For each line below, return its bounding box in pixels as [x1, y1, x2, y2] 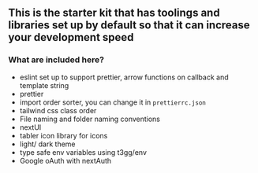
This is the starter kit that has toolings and [8, 6, 220, 20]
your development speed [8, 31, 134, 44]
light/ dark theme [19, 139, 76, 149]
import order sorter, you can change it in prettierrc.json [19, 98, 207, 107]
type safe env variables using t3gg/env [19, 147, 148, 156]
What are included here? [8, 54, 105, 65]
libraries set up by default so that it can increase [8, 19, 250, 32]
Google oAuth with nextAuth [19, 156, 112, 165]
